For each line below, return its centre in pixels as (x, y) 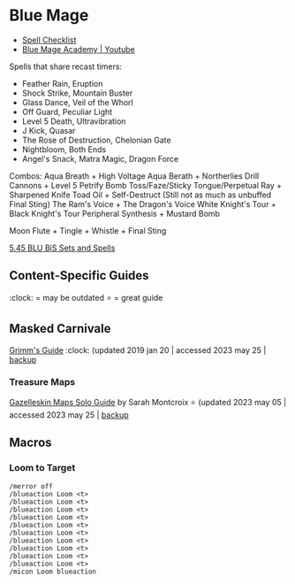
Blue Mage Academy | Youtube (78, 49)
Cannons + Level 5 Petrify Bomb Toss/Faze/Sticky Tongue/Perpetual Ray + (146, 185)
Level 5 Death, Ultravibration (74, 121)
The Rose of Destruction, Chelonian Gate (96, 140)
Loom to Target (42, 468)
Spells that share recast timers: (65, 66)
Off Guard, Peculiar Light (67, 111)
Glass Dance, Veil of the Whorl (78, 102)
